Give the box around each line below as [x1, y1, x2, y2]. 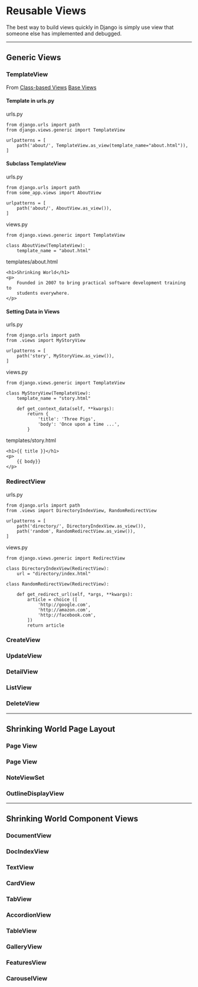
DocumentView [6, 832, 52, 840]
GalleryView [6, 942, 42, 950]
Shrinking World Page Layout [6, 724, 115, 734]
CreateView [6, 636, 41, 644]
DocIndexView [6, 848, 49, 856]
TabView [6, 895, 32, 903]
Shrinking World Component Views [6, 814, 138, 824]
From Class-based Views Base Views [6, 84, 97, 91]
